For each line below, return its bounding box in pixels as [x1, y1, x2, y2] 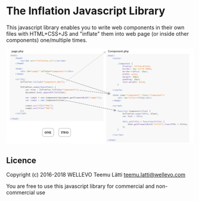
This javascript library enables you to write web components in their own [6, 24, 185, 31]
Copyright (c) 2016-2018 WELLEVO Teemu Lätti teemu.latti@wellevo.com [6, 171, 186, 178]
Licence [6, 155, 37, 165]
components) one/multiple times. [6, 36, 88, 43]
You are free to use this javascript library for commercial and [6, 183, 155, 190]
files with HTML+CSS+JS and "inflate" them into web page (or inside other [6, 30, 189, 37]
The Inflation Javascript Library [6, 4, 166, 18]
